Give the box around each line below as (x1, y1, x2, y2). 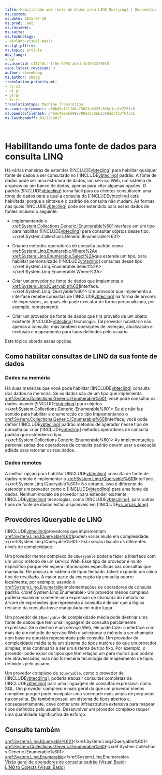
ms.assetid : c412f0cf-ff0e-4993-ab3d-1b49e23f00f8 (5, 61, 109, 66)
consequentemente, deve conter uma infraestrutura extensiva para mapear (5, 701, 155, 707)
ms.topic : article (5, 48, 42, 52)
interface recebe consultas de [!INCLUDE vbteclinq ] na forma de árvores (12, 293, 156, 299)
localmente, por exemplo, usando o (5, 579, 75, 585)
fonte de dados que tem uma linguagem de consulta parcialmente (5, 620, 136, 625)
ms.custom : (5, 12, 27, 17)
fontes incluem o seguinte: (5, 208, 58, 214)
